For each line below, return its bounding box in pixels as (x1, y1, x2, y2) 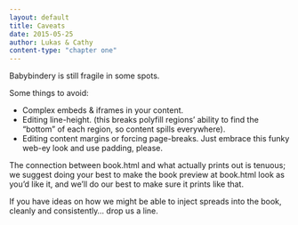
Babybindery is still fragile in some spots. (9, 70, 160, 81)
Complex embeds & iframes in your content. (21, 105, 184, 116)
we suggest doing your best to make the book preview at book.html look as (9, 170, 285, 181)
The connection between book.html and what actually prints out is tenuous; (9, 160, 286, 171)
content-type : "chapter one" (9, 46, 117, 55)
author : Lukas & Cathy (9, 37, 93, 47)
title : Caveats (9, 21, 66, 30)
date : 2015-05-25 (9, 29, 74, 38)
